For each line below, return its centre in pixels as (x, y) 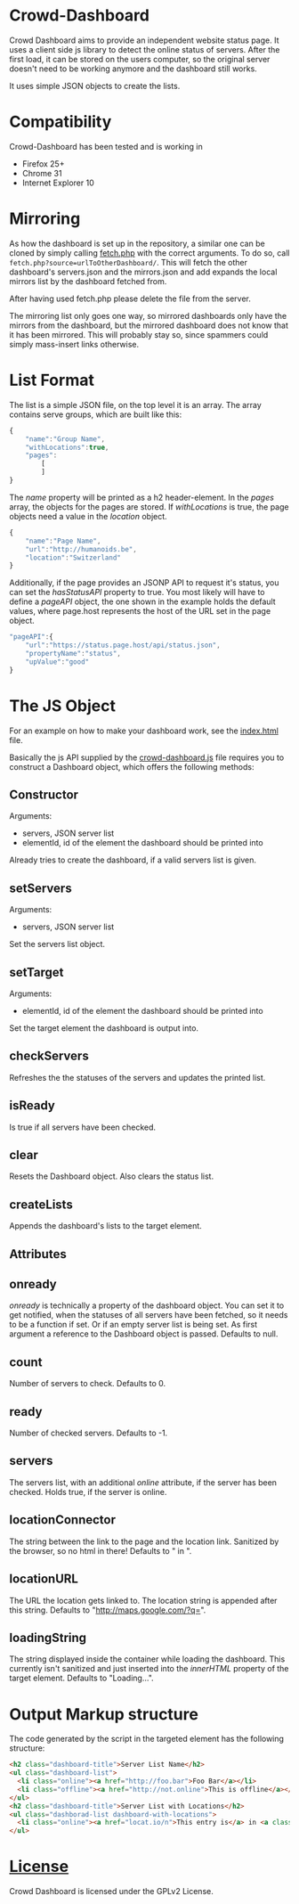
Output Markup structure (104, 1714)
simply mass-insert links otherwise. (74, 344)
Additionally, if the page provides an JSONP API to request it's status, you (144, 583)
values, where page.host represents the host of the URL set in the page (140, 611)
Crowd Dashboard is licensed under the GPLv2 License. (111, 1892)
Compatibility (61, 122)
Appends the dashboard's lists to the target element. (105, 1226)
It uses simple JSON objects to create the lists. (95, 86)
